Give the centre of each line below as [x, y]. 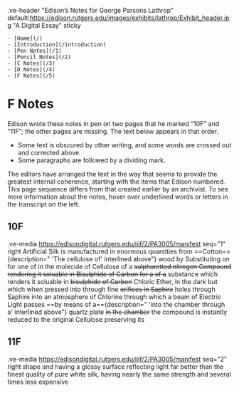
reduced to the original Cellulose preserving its [76, 319]
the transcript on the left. [44, 204]
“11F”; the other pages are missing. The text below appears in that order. [113, 131]
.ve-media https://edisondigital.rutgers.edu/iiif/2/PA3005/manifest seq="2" [117, 359]
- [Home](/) [25, 38]
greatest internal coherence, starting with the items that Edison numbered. [116, 182]
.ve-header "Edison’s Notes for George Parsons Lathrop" [91, 10]
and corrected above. [49, 152]
